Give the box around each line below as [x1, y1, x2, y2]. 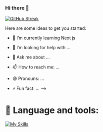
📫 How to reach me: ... [12, 64, 60, 70]
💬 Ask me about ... [12, 54, 50, 60]
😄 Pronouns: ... [12, 75, 45, 81]
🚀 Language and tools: [5, 105, 99, 116]
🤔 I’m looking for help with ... [12, 45, 71, 51]
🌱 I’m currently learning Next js [12, 35, 76, 41]
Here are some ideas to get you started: [5, 25, 87, 31]
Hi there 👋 [5, 4, 30, 11]
